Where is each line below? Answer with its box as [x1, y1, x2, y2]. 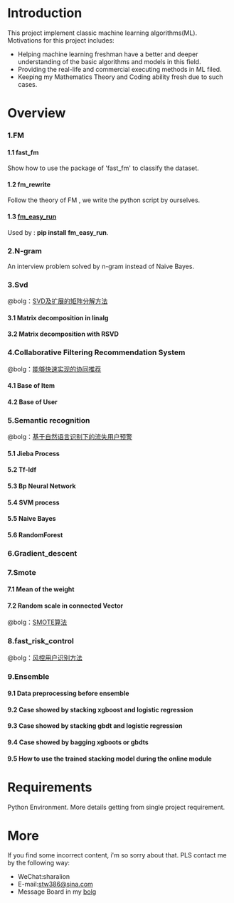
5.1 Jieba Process [7, 449, 60, 458]
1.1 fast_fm [7, 148, 39, 157]
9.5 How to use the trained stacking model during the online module [7, 754, 212, 763]
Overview [7, 105, 66, 122]
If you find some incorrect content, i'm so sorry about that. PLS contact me [7, 851, 227, 860]
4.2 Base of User [7, 397, 58, 406]
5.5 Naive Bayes [7, 514, 56, 523]
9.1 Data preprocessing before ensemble [7, 689, 129, 698]
